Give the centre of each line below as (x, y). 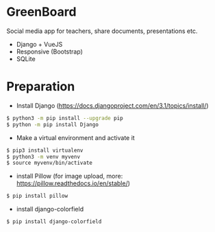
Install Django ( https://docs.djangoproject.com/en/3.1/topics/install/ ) (113, 105)
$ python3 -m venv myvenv (43, 156)
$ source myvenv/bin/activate (50, 163)
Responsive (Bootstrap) (49, 51)
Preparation (41, 87)
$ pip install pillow (37, 196)
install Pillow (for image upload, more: (69, 176)
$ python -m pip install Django (52, 124)
